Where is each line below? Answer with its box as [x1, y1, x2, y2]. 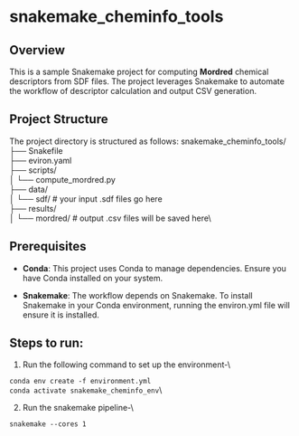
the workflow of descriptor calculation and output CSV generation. [9, 86, 257, 96]
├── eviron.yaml [9, 155, 72, 166]
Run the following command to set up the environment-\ [22, 359, 231, 370]
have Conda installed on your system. [22, 272, 164, 283]
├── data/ [9, 184, 48, 194]
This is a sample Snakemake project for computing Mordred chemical [9, 66, 269, 77]
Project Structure [9, 111, 108, 128]
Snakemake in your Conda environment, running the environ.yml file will [22, 299, 291, 310]
